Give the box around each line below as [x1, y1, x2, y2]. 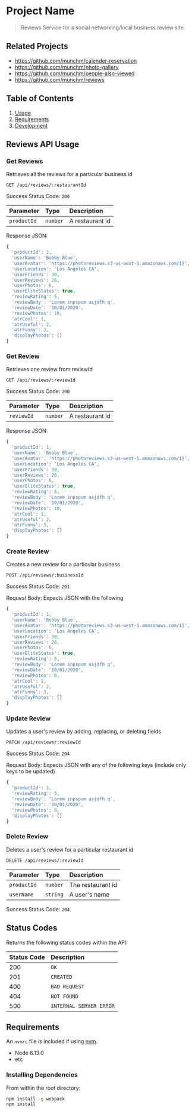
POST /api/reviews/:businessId [6, 572, 84, 578]
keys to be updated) [6, 768, 55, 775]
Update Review [6, 714, 51, 723]
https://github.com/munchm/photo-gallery [14, 63, 119, 70]
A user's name [69, 890, 110, 899]
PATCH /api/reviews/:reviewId [6, 739, 81, 745]
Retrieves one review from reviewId [6, 366, 93, 373]
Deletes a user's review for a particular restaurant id [6, 846, 134, 853]
